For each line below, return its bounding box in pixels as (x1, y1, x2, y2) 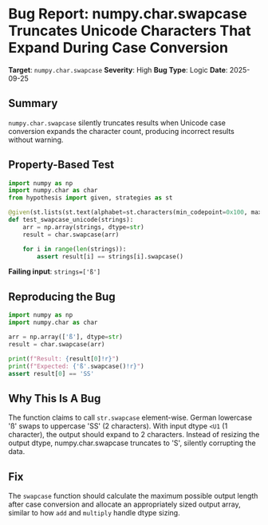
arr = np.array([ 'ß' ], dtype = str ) (8, 333, 124, 341)
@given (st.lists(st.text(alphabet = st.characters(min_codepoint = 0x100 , (8, 208, 248, 216)
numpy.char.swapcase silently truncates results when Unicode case (8, 117, 226, 128)
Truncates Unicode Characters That (8, 22, 251, 40)
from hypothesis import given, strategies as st (8, 194, 173, 202)
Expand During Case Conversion (8, 39, 229, 57)
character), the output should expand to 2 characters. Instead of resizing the (8, 430, 260, 440)
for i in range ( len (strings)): (22, 245, 127, 253)
